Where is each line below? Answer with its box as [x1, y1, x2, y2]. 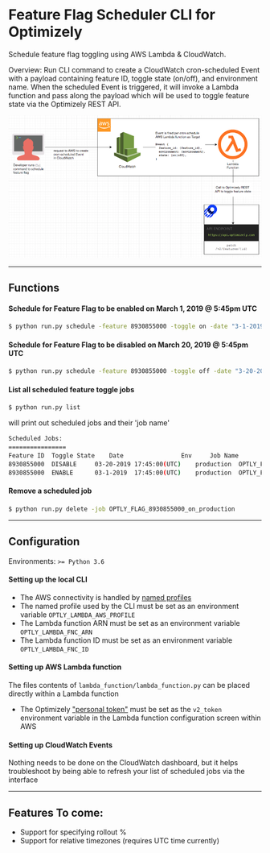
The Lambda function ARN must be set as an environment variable [19, 618, 240, 627]
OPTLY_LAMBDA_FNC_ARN [19, 628, 92, 636]
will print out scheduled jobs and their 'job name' [8, 418, 170, 428]
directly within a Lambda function [8, 689, 119, 698]
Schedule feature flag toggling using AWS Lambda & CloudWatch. [8, 49, 227, 59]
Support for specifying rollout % [19, 827, 127, 837]
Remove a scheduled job [8, 486, 92, 496]
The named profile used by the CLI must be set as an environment [19, 601, 239, 611]
